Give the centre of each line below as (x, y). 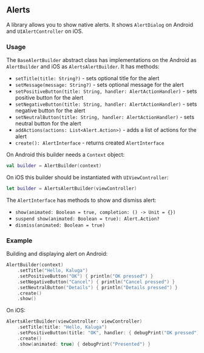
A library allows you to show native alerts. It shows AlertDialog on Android (100, 24)
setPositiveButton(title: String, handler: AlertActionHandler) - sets (106, 91)
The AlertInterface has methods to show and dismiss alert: (81, 200)
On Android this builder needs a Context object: (66, 155)
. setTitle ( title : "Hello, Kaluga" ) (62, 327)
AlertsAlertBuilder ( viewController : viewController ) (74, 321)
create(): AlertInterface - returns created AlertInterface (90, 143)
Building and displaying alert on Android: (57, 254)
